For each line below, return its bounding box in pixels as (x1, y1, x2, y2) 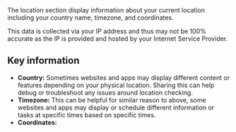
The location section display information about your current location (7, 6, 205, 14)
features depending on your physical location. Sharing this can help (17, 81, 215, 89)
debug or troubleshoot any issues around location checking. (17, 88, 193, 97)
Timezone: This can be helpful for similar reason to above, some (17, 95, 206, 104)
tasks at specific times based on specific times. (17, 110, 156, 119)
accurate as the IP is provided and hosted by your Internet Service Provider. (7, 34, 228, 43)
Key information (7, 55, 80, 67)
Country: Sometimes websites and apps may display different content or (17, 73, 230, 81)
